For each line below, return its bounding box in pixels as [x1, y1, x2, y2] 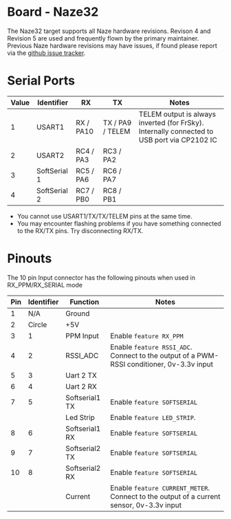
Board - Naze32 [7, 4, 99, 20]
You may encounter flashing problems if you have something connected [16, 219, 221, 228]
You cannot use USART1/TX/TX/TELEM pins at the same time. [16, 212, 192, 220]
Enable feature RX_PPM [109, 331, 184, 340]
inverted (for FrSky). [138, 118, 204, 127]
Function [69, 297, 100, 307]
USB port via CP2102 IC [138, 135, 218, 144]
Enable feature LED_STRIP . [109, 412, 196, 422]
